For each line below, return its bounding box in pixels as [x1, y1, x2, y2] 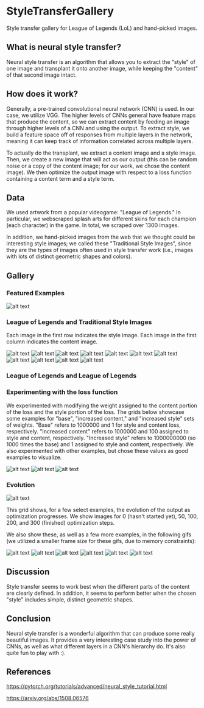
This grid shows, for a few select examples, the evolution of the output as [6, 506, 191, 513]
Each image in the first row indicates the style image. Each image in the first [6, 332, 197, 339]
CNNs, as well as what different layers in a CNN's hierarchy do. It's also [6, 642, 186, 650]
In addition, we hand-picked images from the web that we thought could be [6, 233, 195, 241]
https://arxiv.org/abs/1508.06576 [6, 695, 90, 702]
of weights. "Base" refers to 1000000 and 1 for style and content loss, [6, 421, 181, 429]
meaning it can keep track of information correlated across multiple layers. [6, 137, 194, 144]
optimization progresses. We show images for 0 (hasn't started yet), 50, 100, [6, 513, 199, 520]
